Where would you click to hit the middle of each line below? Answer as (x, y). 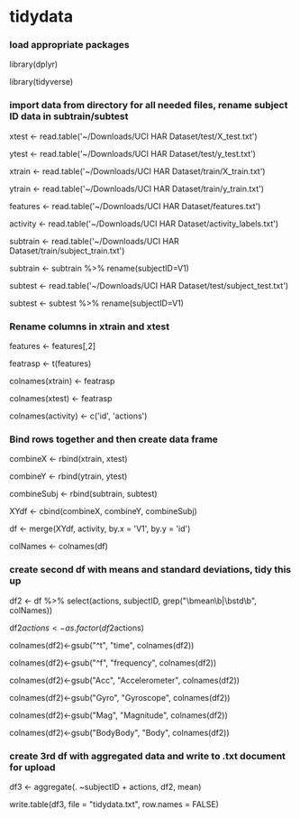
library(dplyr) (34, 64)
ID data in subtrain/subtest (69, 116)
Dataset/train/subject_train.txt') (67, 251)
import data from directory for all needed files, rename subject (149, 106)
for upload (32, 767)
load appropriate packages (69, 45)
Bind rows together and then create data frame (114, 439)
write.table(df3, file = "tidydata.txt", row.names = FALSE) (114, 804)
